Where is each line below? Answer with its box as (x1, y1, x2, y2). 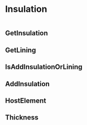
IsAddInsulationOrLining (5, 63, 83, 71)
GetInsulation (5, 29, 48, 38)
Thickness (5, 113, 39, 122)
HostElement (5, 96, 46, 105)
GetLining (5, 46, 36, 54)
